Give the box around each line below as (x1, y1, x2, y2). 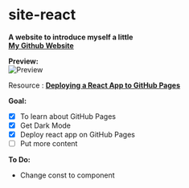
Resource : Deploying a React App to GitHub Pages (8, 80, 181, 90)
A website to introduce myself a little (8, 32, 134, 42)
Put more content (19, 139, 78, 149)
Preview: (8, 56, 39, 66)
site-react (8, 6, 76, 24)
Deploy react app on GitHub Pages (19, 130, 135, 140)
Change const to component (19, 170, 115, 180)
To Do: (8, 155, 31, 165)
